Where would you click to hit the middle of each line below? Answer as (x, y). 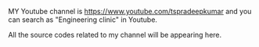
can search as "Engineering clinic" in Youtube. (83, 20)
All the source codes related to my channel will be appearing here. (115, 35)
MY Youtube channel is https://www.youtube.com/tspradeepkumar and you (130, 11)
